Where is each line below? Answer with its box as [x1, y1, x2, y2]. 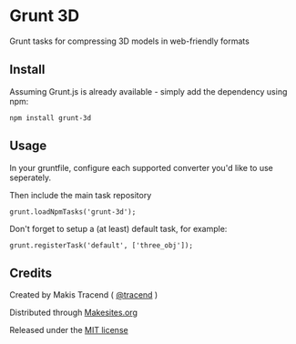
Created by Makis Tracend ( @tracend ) [9, 289, 158, 300]
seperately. [9, 172, 52, 183]
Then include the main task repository [9, 189, 152, 200]
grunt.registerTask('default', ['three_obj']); [9, 240, 194, 250]
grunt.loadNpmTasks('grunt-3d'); [9, 207, 137, 217]
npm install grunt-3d [9, 113, 92, 123]
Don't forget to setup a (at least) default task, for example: [9, 223, 228, 234]
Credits [9, 265, 53, 280]
